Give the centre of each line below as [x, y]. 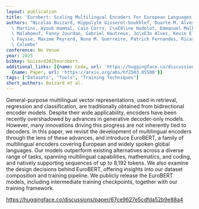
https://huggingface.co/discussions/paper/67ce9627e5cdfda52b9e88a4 [95, 200]
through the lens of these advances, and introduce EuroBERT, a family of [95, 138]
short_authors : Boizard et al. [45, 83]
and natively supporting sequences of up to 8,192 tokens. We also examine [97, 163]
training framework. [30, 188]
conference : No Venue [33, 50]
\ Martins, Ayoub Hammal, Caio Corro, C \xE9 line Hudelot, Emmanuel [97, 28]
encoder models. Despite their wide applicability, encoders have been [91, 112]
